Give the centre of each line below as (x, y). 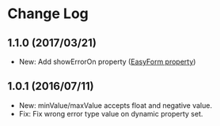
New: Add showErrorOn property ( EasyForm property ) (107, 61)
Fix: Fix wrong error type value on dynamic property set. (111, 113)
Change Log (48, 14)
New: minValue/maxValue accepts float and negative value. (116, 105)
